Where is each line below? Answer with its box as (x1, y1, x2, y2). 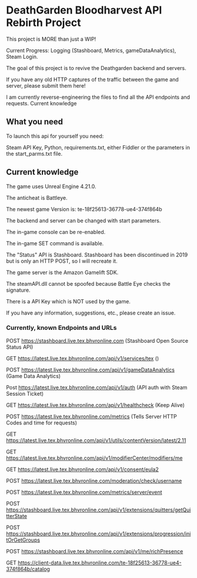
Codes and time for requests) (6, 419, 78, 426)
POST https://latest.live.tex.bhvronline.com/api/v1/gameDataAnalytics (6, 366, 175, 373)
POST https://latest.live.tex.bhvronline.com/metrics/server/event (6, 489, 163, 496)
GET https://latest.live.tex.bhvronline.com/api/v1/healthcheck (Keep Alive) (6, 401, 185, 409)
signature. (6, 286, 31, 293)
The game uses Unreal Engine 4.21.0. (6, 183, 96, 190)
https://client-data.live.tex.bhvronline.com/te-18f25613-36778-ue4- (17, 559, 182, 566)
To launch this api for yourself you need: (6, 132, 104, 139)
